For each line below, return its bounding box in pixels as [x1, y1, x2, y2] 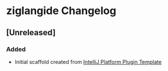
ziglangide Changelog [6, 4, 117, 18]
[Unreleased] [6, 28, 56, 38]
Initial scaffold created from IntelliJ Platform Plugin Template [14, 58, 162, 65]
